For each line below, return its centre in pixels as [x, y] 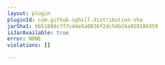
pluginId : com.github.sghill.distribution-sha [75, 20]
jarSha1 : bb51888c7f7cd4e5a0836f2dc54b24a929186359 [82, 26]
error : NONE [24, 39]
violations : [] [29, 45]
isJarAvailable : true [38, 32]
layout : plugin [29, 13]
